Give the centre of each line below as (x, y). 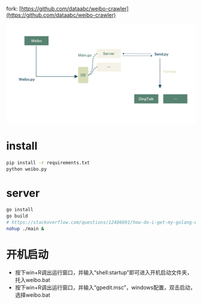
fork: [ (14, 9)
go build (17, 216)
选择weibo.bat (32, 295)
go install (20, 210)
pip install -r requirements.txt (48, 162)
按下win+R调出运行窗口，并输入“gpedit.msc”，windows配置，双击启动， (105, 287)
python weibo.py (26, 169)
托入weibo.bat (32, 280)
